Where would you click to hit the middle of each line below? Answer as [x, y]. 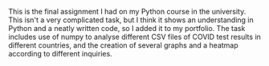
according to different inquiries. [60, 54]
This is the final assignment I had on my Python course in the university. [127, 12]
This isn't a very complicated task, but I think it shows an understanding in [131, 20]
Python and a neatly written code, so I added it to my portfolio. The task [127, 28]
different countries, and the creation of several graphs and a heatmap [123, 45]
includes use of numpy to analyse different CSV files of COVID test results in [134, 37]
